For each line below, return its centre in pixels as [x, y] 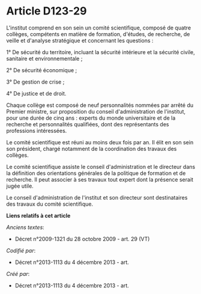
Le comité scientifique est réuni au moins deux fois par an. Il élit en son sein [100, 142]
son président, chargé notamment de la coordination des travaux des [91, 149]
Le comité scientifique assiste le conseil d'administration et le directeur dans [101, 167]
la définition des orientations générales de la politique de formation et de [96, 173]
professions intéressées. [37, 130]
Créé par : [18, 274]
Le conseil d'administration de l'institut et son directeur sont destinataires [97, 197]
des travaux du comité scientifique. [50, 204]
